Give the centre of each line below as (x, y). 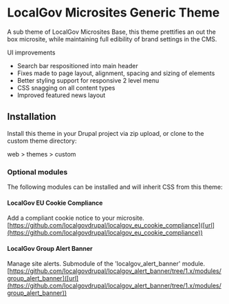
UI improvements (31, 52)
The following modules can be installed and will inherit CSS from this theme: (115, 187)
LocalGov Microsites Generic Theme (113, 13)
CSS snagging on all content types (66, 88)
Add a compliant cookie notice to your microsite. (76, 218)
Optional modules (37, 172)
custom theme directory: (42, 141)
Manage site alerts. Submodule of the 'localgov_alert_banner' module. (106, 264)
